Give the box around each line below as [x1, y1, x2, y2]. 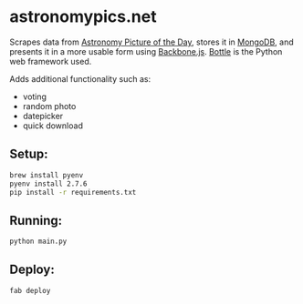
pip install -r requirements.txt [9, 187, 137, 197]
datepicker [22, 110, 64, 121]
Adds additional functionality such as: [9, 73, 151, 84]
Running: [9, 212, 63, 228]
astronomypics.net [9, 6, 157, 27]
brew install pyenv [9, 170, 84, 179]
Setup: [9, 147, 48, 162]
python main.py [9, 237, 68, 247]
